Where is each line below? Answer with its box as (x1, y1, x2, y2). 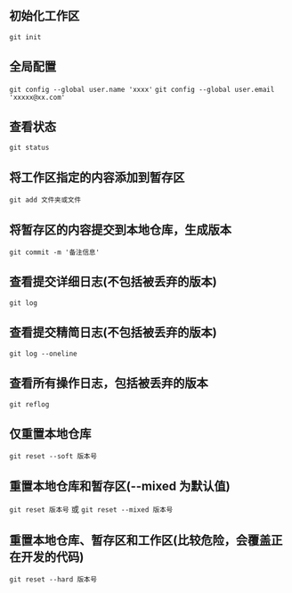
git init (9, 32, 42, 42)
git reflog (9, 399, 50, 408)
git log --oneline (9, 349, 77, 358)
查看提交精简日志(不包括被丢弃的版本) (9, 325, 217, 341)
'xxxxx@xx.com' (9, 93, 66, 102)
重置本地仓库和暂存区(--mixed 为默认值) (9, 478, 231, 493)
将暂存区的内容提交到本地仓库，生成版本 (9, 222, 231, 237)
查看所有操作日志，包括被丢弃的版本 (9, 375, 208, 391)
